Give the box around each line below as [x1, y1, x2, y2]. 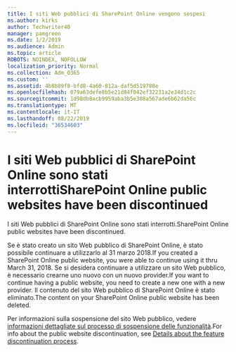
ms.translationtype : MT [7, 102, 77, 109]
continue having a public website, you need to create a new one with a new [7, 279, 225, 287]
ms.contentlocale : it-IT [7, 108, 80, 115]
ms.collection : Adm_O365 [7, 69, 80, 76]
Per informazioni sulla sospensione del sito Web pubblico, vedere [7, 315, 197, 323]
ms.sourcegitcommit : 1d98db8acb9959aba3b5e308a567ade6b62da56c [7, 96, 197, 103]
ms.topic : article [7, 50, 61, 57]
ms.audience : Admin [7, 43, 65, 50]
